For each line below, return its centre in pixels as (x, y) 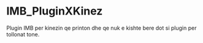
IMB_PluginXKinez (55, 11)
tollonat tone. (23, 34)
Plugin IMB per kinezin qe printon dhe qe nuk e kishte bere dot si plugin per (101, 28)
